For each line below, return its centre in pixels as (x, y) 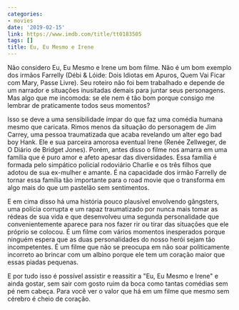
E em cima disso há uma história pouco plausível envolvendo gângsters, (113, 201)
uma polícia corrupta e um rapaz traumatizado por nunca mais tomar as (113, 209)
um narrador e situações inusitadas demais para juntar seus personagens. (117, 90)
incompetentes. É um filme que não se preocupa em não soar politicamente (118, 247)
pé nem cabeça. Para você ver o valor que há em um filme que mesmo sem (118, 291)
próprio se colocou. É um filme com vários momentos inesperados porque (116, 232)
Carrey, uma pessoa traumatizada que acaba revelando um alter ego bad (115, 134)
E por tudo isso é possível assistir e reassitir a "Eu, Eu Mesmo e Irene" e (113, 276)
